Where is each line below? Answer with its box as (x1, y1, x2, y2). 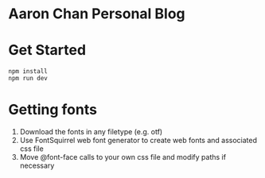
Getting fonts (8, 101, 98, 119)
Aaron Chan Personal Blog (8, 5, 185, 23)
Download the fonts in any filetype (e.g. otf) (19, 127, 163, 137)
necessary (19, 161, 55, 171)
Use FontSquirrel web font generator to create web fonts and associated (19, 136, 257, 145)
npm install (8, 68, 48, 75)
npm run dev (8, 75, 48, 83)
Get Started (8, 41, 86, 60)
